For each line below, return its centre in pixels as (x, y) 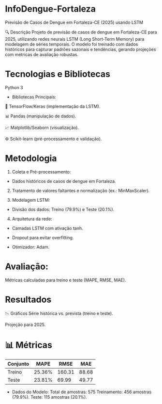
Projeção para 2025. (25, 324)
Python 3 (14, 87)
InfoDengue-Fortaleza (50, 9)
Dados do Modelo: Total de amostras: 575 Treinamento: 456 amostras (82, 392)
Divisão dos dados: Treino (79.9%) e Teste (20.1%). (63, 209)
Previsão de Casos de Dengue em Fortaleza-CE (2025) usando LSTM (74, 22)
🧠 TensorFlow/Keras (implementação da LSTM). (53, 106)
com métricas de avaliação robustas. (42, 54)
